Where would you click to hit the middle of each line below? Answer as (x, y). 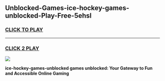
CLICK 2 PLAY (22, 48)
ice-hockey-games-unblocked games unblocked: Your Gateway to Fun (79, 68)
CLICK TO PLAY (24, 30)
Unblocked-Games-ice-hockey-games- (67, 8)
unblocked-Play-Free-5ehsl (48, 16)
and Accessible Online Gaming (37, 73)
